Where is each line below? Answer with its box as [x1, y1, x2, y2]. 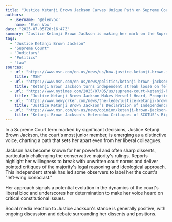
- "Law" [10, 60, 27, 65]
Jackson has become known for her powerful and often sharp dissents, [5, 147, 156, 153]
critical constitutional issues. [5, 195, 66, 201]
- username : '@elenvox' [10, 17, 60, 22]
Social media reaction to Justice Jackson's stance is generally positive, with [5, 205, 166, 211]
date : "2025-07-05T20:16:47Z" [5, 27, 70, 32]
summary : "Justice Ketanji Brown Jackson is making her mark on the [5, 31, 155, 36]
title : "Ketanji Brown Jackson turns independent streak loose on [14, 84, 159, 89]
